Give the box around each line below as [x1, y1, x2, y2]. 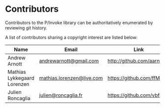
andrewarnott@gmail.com [39, 57, 99, 64]
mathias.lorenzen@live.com [39, 75, 103, 81]
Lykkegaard [7, 75, 34, 81]
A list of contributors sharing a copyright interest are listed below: [5, 34, 138, 40]
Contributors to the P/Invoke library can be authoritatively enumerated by [5, 20, 153, 26]
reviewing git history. [5, 25, 48, 30]
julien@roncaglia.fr [39, 92, 83, 99]
